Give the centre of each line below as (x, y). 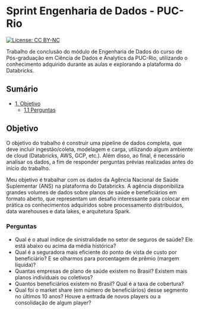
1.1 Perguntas (40, 110)
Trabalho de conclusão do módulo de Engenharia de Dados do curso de (94, 51)
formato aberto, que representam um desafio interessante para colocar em (98, 198)
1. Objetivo (28, 103)
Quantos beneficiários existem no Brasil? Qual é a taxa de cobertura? (99, 283)
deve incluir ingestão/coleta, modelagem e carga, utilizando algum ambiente (99, 149)
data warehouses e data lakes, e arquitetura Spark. (68, 211)
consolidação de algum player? (53, 302)
